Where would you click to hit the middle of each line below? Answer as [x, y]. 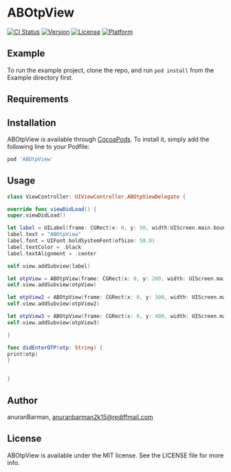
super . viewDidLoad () [37, 215]
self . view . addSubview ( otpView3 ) [53, 322]
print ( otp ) [23, 354]
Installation [32, 122]
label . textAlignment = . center [52, 253]
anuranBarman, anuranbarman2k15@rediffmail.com [80, 417]
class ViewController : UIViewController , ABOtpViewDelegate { [97, 197]
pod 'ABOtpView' [30, 159]
